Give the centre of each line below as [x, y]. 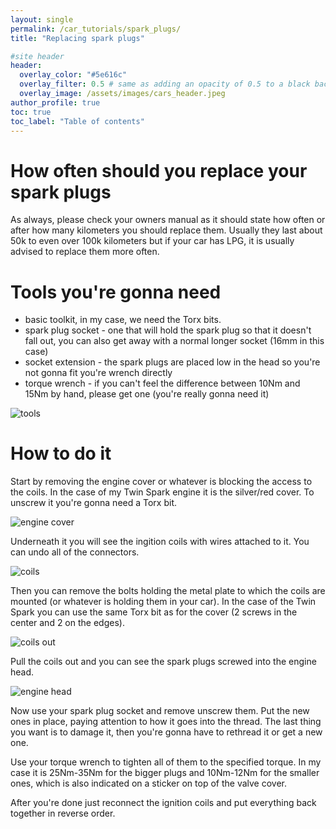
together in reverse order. [63, 813]
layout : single [42, 19]
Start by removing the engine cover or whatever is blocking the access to [161, 482]
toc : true [31, 112]
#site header [37, 56]
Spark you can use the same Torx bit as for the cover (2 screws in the [154, 612]
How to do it [61, 453]
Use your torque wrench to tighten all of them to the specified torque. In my [166, 762]
